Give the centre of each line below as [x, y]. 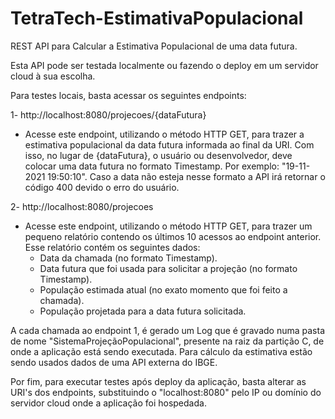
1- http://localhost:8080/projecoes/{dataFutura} [108, 114]
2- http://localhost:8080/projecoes [82, 206]
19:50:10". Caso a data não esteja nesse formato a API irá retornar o [186, 176]
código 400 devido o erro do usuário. [102, 187]
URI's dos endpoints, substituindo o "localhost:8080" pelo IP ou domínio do [166, 392]
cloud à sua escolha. [53, 76]
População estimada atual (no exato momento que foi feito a [163, 289]
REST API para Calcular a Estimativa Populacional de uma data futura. [154, 46]
